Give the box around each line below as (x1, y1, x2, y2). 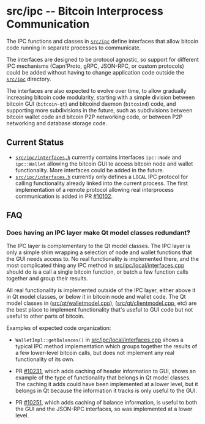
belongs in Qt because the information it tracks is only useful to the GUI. (15, 387, 198, 395)
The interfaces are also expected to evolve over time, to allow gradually (6, 87, 187, 94)
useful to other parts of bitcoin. (6, 313, 84, 320)
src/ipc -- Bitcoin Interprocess (6, 4, 163, 18)
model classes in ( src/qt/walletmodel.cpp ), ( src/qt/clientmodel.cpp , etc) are (6, 299, 197, 307)
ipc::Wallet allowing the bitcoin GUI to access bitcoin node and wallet (15, 160, 193, 167)
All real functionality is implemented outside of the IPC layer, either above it (6, 287, 196, 294)
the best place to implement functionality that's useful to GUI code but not (6, 306, 193, 313)
